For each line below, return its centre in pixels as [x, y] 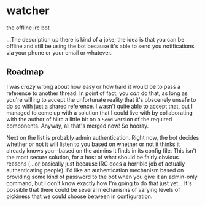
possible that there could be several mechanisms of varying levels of [93, 189]
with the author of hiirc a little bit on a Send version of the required [89, 119]
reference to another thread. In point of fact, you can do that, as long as [97, 93]
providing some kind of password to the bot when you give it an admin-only [102, 177]
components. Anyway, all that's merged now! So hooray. [78, 126]
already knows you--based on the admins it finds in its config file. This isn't [102, 150]
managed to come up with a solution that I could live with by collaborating [99, 113]
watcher [28, 11]
